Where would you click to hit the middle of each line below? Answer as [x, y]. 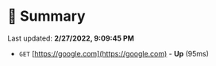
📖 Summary [46, 16]
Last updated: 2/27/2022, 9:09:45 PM [71, 38]
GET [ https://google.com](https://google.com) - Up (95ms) [114, 53]
